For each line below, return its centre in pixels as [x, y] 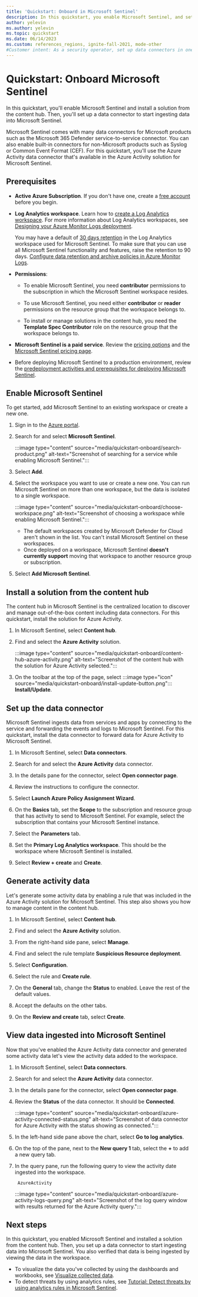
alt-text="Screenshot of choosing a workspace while [121, 514]
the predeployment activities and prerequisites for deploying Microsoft [100, 368]
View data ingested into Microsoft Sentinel [86, 1035]
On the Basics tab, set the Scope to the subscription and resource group [103, 809]
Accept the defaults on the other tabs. [61, 1005]
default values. [33, 994]
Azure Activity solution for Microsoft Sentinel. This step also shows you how [98, 901]
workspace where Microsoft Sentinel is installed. [74, 851]
